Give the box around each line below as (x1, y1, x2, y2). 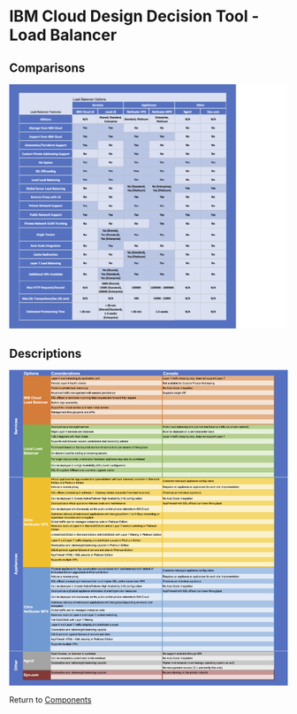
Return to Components (9, 694, 92, 705)
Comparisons (9, 60, 86, 75)
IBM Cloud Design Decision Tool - (9, 6, 259, 27)
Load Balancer (9, 25, 118, 45)
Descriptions (9, 345, 82, 361)
